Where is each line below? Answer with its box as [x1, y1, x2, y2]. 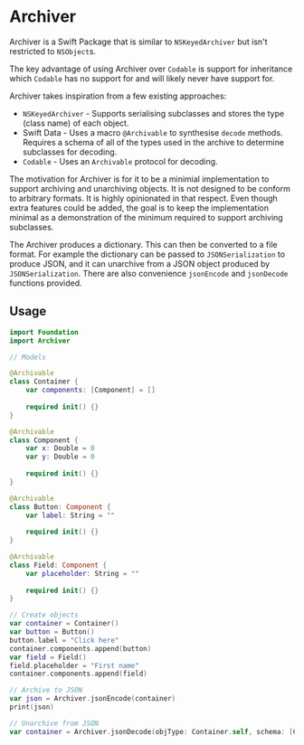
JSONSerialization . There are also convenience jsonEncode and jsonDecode [9, 268, 289, 278]
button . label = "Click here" [9, 636, 119, 645]
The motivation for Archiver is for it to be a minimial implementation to [9, 174, 270, 184]
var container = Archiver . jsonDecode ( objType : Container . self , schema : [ [9, 727, 294, 736]
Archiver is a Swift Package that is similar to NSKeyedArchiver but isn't [9, 36, 269, 47]
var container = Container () [9, 619, 119, 628]
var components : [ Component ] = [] [25, 386, 156, 395]
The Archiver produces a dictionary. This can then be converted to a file [9, 239, 278, 250]
